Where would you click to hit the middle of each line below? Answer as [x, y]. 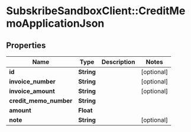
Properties [26, 45]
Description [118, 62]
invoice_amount [32, 91]
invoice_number [33, 81]
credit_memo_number [41, 101]
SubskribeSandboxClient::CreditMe [96, 11]
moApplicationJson [55, 23]
